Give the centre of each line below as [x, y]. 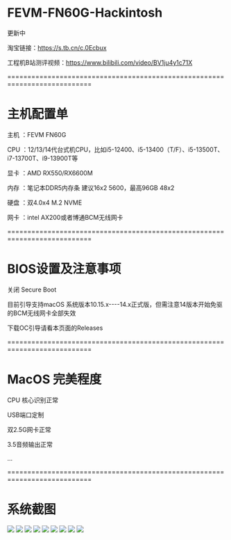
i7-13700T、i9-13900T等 [43, 158]
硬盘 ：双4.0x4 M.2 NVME [45, 202]
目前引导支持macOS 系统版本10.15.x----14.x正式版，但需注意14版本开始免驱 [115, 304]
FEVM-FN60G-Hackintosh [85, 13]
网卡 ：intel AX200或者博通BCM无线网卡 [65, 217]
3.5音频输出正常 [30, 444]
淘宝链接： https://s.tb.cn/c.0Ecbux [57, 47]
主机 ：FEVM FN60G [37, 134]
